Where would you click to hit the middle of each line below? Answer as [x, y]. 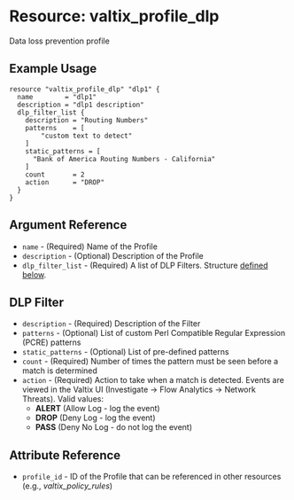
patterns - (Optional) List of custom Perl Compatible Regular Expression [154, 333]
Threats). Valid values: [63, 399]
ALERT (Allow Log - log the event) [98, 409]
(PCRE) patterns [51, 342]
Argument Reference [68, 225]
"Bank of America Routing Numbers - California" [124, 159]
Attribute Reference [65, 455]
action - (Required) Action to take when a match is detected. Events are [153, 380]
